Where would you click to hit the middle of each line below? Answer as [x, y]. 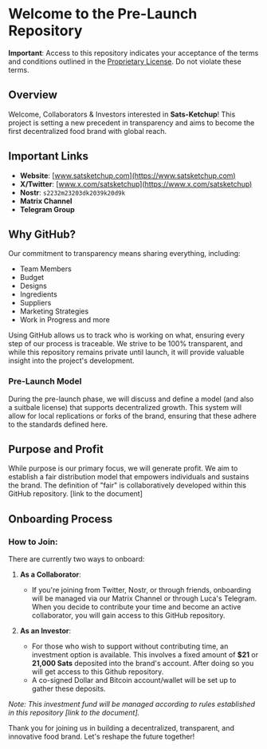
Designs [33, 286]
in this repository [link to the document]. [74, 713]
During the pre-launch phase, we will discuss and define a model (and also [131, 399]
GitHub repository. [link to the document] [76, 494]
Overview [33, 95]
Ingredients [38, 294]
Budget [32, 278]
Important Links [49, 156]
